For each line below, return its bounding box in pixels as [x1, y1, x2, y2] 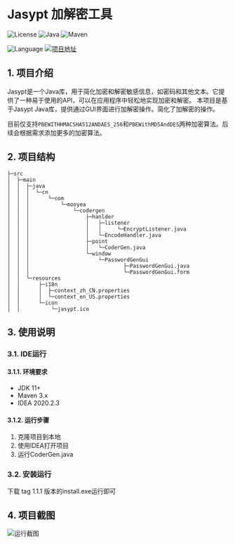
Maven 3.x [17, 391, 48, 400]
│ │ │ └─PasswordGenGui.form [7, 268, 190, 276]
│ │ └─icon [7, 299, 58, 306]
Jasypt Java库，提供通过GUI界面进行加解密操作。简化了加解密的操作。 [13, 105, 220, 113]
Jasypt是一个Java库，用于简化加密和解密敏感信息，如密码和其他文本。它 [7, 87, 219, 96]
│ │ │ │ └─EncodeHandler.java [7, 231, 161, 239]
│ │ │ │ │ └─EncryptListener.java [7, 226, 187, 233]
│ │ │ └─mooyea [7, 201, 86, 208]
